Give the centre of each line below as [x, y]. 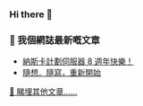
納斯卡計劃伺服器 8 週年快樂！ [78, 61]
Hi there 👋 [31, 14]
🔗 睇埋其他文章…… [43, 92]
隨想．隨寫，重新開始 [61, 73]
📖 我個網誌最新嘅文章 [55, 40]
